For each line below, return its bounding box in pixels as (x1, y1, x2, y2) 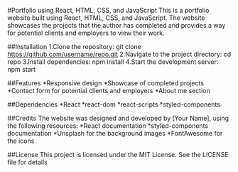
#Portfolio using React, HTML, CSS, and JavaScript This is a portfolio (7, 6, 210, 14)
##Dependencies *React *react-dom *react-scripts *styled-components (7, 100, 220, 109)
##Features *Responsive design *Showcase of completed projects (7, 79, 205, 87)
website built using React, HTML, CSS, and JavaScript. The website (7, 14, 205, 22)
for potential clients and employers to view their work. (7, 28, 165, 37)
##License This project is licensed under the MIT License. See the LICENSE (7, 151, 229, 158)
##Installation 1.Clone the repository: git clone (7, 43, 142, 50)
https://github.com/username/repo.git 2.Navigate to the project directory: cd (7, 50, 232, 58)
